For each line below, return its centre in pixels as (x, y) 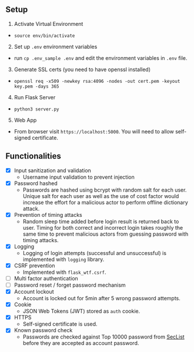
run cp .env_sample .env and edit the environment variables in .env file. (101, 58)
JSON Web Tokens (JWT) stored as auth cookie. (81, 311)
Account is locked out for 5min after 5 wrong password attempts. (101, 299)
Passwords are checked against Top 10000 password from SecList (103, 337)
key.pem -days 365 (36, 86)
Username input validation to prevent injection (78, 177)
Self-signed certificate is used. (60, 324)
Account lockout (34, 292)
